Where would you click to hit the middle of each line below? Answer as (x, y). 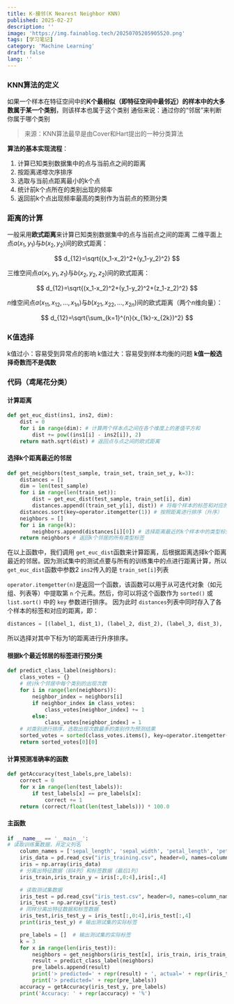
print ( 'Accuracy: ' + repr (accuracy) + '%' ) (85, 993)
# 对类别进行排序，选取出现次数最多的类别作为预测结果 (88, 729)
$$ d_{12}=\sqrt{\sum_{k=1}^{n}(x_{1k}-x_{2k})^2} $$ (117, 318)
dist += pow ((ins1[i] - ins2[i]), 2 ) (87, 435)
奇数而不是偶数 (34, 362)
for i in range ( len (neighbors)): (68, 691)
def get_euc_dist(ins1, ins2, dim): (60, 415)
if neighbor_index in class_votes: (84, 703)
